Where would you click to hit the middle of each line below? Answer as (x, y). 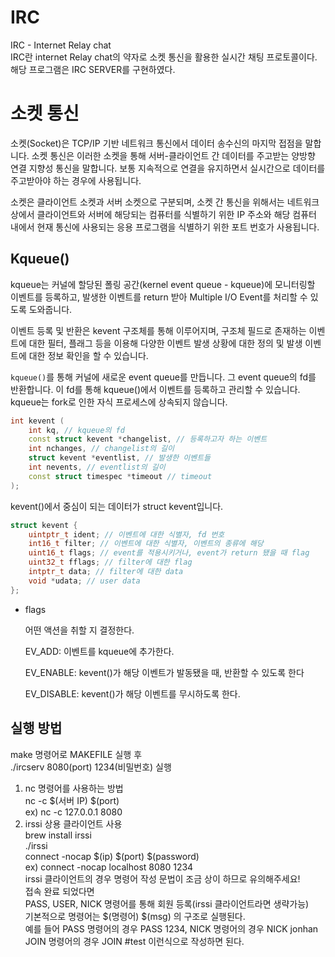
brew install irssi (58, 835)
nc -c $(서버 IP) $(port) (72, 800)
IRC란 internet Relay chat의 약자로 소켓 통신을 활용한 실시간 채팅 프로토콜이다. (164, 57)
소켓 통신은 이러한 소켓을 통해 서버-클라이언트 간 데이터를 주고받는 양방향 (173, 155)
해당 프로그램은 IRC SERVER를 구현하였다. (93, 69)
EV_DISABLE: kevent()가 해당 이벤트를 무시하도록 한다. (132, 693)
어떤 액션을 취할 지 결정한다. (79, 630)
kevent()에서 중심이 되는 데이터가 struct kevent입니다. (117, 506)
